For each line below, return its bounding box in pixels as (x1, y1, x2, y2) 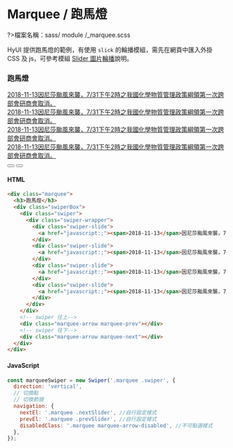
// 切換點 (13, 389, 39, 397)
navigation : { (13, 403, 54, 410)
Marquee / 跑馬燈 (7, 6, 108, 22)
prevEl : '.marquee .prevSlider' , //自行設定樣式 (19, 415, 157, 422)
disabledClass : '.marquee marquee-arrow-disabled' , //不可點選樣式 (19, 422, 214, 429)
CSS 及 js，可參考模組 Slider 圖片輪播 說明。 (7, 54, 134, 63)
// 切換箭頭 (13, 396, 44, 403)
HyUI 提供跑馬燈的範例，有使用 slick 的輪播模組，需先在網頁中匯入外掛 (7, 45, 214, 54)
